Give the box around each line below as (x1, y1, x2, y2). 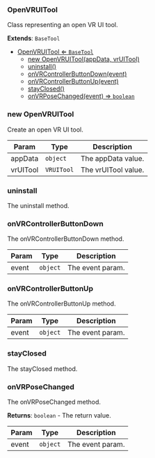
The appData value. (80, 153, 145, 163)
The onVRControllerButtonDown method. (7, 235, 124, 243)
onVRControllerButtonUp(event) (27, 77, 120, 86)
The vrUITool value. (80, 165, 145, 175)
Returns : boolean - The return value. (7, 411, 111, 420)
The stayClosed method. (7, 364, 78, 373)
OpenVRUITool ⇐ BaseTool (17, 47, 94, 56)
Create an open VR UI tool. (7, 125, 83, 134)
